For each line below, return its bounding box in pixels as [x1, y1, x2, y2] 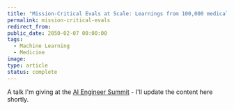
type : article [7, 62, 49, 69]
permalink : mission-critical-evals [7, 17, 111, 24]
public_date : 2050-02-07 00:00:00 [7, 29, 108, 37]
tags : [7, 36, 23, 43]
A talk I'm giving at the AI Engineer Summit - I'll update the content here [7, 88, 213, 96]
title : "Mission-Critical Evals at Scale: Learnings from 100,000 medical [7, 10, 229, 17]
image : [7, 56, 26, 63]
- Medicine [13, 49, 45, 56]
